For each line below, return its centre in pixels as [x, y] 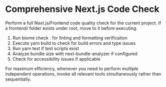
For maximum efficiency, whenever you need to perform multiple [72, 69]
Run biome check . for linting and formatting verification [70, 38]
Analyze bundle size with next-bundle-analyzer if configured [75, 54]
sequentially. [18, 79]
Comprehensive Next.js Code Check [82, 9]
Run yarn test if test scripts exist [45, 48]
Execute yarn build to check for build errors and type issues [74, 43]
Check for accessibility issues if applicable [56, 59]
